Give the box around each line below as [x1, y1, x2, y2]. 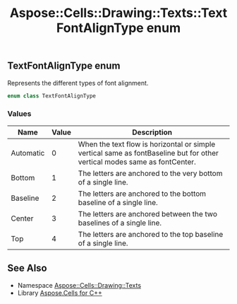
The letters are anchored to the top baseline [78, 229, 224, 239]
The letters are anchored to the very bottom [78, 168, 223, 178]
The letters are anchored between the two [78, 209, 217, 218]
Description [132, 127, 173, 137]
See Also [7, 262, 47, 274]
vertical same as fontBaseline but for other [78, 148, 219, 158]
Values [7, 109, 32, 119]
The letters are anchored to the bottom [78, 189, 207, 199]
